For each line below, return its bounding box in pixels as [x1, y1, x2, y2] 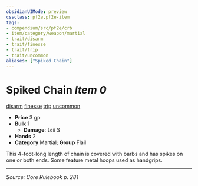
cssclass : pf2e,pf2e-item [6, 14, 70, 20]
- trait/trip [6, 47, 38, 53]
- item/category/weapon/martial [6, 31, 85, 36]
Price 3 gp [14, 114, 41, 121]
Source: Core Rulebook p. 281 [6, 174, 78, 181]
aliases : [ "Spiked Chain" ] [6, 58, 72, 64]
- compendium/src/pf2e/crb [6, 25, 72, 31]
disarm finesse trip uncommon [6, 102, 81, 109]
